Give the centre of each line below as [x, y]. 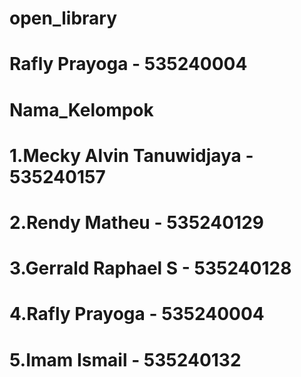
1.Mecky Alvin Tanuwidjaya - [131, 155]
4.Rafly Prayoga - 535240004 [137, 314]
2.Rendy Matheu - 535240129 [136, 222]
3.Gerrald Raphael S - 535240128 [150, 268]
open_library [63, 18]
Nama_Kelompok [81, 109]
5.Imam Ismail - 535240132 [125, 359]
